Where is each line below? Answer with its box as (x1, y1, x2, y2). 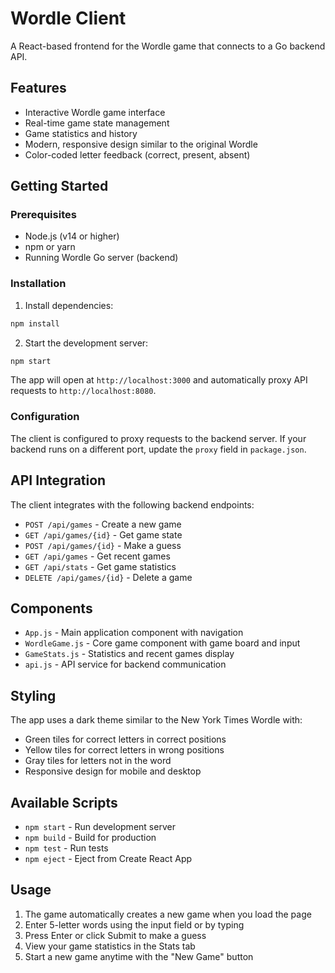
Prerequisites (10, 208, 77, 222)
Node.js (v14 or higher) (24, 230, 120, 242)
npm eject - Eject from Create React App (24, 853, 193, 865)
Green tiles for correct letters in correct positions (24, 733, 227, 746)
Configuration (10, 410, 80, 424)
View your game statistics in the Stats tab (24, 940, 196, 952)
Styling (10, 687, 57, 704)
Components (10, 600, 93, 617)
